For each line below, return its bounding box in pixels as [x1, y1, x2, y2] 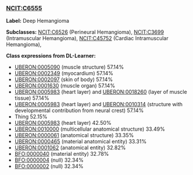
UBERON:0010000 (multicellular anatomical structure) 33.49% [14, 125, 166, 132]
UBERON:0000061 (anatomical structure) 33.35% [14, 132, 135, 139]
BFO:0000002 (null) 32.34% [14, 163, 84, 170]
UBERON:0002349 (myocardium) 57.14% [14, 70, 113, 77]
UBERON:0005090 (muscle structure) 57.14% [14, 64, 124, 71]
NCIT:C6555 [6, 4, 43, 12]
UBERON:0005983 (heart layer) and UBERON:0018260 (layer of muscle [14, 89, 187, 96]
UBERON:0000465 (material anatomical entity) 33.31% [14, 138, 147, 145]
